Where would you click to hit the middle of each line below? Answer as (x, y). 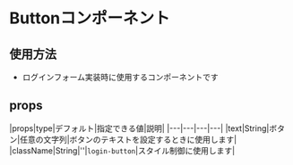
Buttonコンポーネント (90, 18)
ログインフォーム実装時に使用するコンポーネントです (120, 77)
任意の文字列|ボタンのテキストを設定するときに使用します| (128, 139)
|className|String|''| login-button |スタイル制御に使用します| (122, 150)
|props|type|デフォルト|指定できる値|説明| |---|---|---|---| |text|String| (139, 128)
